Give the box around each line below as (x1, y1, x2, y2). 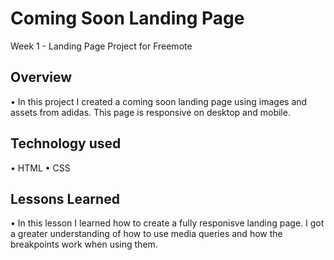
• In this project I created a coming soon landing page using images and (10, 95, 308, 107)
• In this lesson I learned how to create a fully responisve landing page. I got (10, 217, 325, 229)
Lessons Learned (10, 190, 120, 207)
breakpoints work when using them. (10, 238, 158, 251)
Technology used (10, 135, 122, 152)
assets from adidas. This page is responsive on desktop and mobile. (10, 106, 291, 118)
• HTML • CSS (10, 162, 71, 174)
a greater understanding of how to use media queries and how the (10, 228, 283, 240)
